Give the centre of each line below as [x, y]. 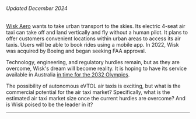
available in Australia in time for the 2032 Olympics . [68, 75]
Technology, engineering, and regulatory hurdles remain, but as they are [93, 62]
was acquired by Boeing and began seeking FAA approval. [76, 51]
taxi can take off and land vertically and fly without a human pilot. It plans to [97, 33]
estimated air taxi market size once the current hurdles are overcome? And [96, 99]
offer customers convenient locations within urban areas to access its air [93, 38]
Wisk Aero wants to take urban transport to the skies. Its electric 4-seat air [96, 26]
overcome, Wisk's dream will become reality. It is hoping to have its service [97, 69]
